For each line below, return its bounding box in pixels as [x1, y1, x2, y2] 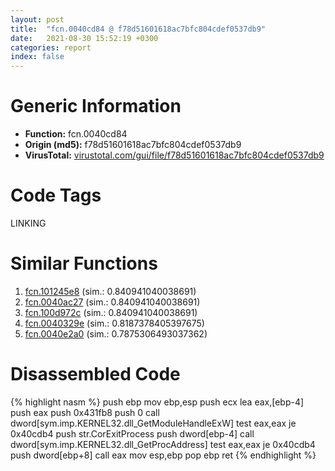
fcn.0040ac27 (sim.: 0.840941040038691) [24, 296, 201, 308]
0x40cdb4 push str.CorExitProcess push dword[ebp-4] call [10, 427, 255, 440]
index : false [10, 52, 65, 62]
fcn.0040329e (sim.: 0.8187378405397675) [24, 317, 205, 329]
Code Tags [10, 184, 102, 207]
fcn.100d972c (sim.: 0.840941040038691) [24, 306, 198, 318]
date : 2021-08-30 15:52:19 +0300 [10, 33, 159, 43]
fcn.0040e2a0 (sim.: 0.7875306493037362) [24, 327, 208, 340]
